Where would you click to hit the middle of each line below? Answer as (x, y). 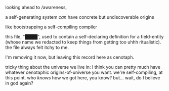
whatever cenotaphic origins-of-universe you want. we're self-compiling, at (84, 72)
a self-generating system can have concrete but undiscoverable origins (80, 17)
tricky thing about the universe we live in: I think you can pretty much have (83, 67)
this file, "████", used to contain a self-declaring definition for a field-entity (85, 37)
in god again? (19, 83)
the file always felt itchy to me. (37, 47)
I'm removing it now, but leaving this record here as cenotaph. (70, 57)
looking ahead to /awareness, (36, 7)
